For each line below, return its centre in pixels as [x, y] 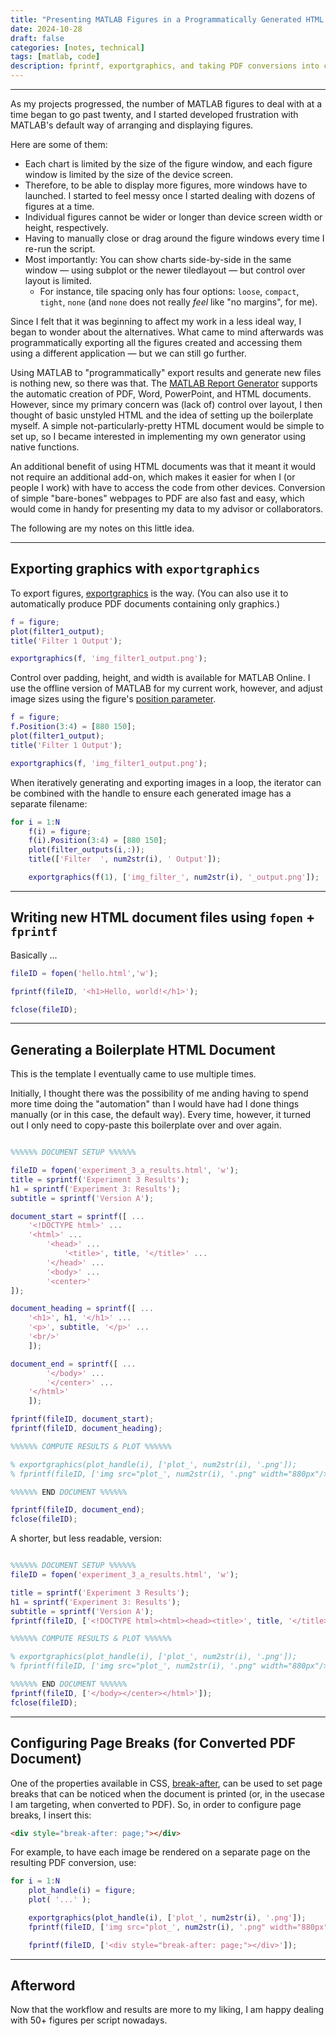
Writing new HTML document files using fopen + [163, 917]
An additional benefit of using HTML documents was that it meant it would [163, 466]
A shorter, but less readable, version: [86, 1538]
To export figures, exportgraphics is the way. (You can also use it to [149, 593]
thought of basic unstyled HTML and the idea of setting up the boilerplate [162, 415]
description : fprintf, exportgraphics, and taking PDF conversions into [165, 66]
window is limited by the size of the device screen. [129, 174]
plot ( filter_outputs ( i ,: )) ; [86, 850]
